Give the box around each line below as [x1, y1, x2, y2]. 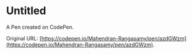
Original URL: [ [6, 35, 42, 42]
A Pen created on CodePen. [6, 23, 74, 31]
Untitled [6, 4, 47, 18]
